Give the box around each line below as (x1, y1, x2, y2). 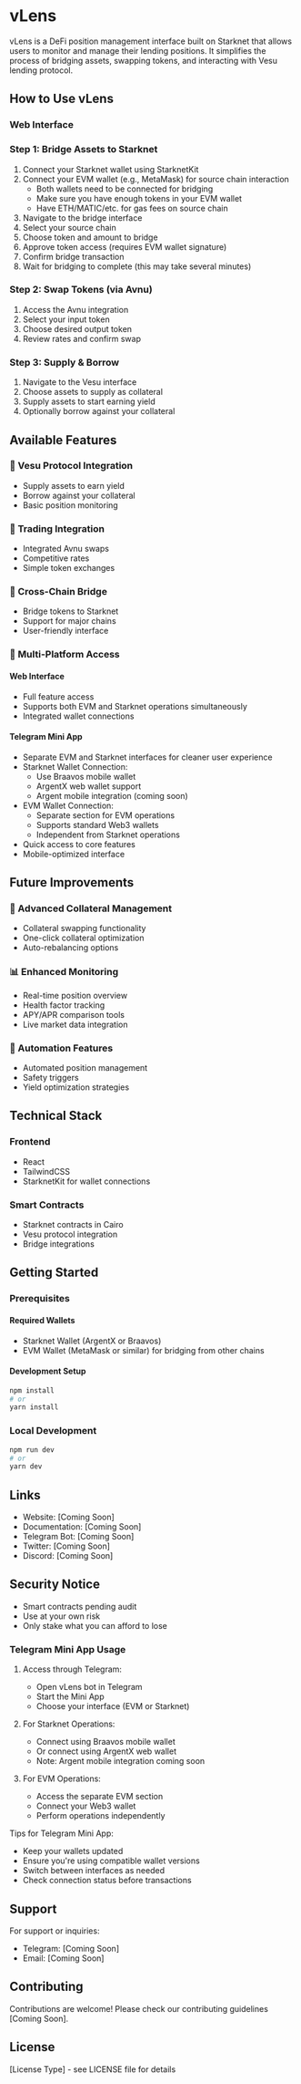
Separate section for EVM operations (35, 809, 176, 821)
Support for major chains (22, 616, 116, 627)
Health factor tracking (22, 1000, 105, 1011)
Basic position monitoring (22, 499, 118, 511)
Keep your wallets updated (22, 1846, 124, 1857)
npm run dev (9, 1445, 55, 1455)
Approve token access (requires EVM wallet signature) (22, 241, 227, 252)
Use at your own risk (22, 1611, 101, 1622)
